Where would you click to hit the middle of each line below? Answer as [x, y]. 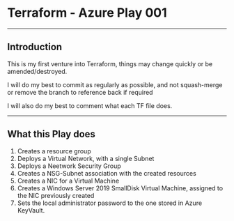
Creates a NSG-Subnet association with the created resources [107, 173]
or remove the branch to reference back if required [80, 92]
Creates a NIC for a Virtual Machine [68, 181]
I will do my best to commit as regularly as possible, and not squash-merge [115, 84]
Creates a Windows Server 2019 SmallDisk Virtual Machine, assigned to [120, 188]
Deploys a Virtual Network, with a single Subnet [86, 158]
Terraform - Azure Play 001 [87, 13]
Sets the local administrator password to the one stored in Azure [110, 203]
